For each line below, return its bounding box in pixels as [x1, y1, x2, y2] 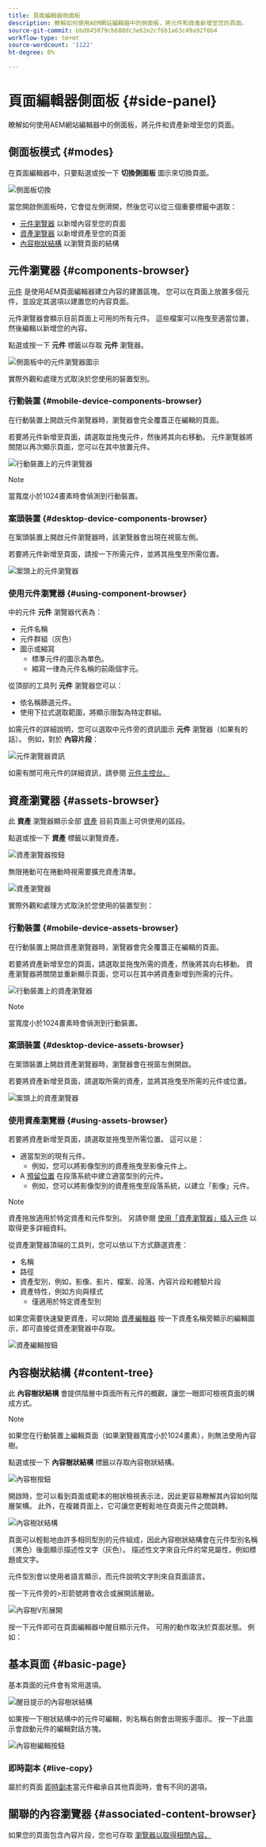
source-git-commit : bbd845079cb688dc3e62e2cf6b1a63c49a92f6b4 [8, 26, 218, 34]
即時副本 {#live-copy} [8, 1762, 93, 1773]
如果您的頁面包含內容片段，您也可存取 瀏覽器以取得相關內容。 [8, 1830, 211, 1839]
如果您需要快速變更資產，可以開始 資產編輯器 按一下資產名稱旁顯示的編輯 [8, 1313, 248, 1323]
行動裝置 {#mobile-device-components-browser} [8, 395, 203, 407]
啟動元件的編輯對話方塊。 [21, 1724, 105, 1733]
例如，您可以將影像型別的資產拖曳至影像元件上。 [31, 1161, 192, 1171]
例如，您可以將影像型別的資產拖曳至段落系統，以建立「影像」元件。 [31, 1181, 254, 1191]
